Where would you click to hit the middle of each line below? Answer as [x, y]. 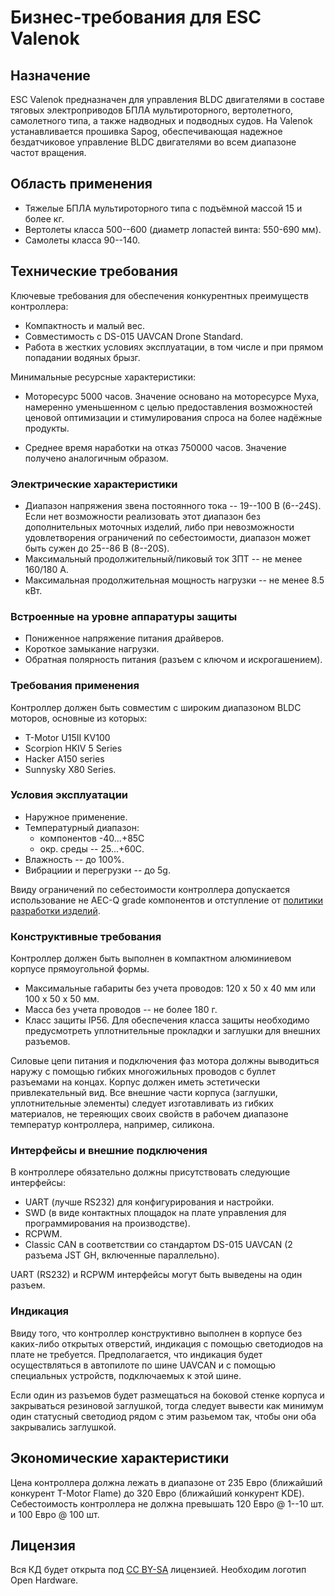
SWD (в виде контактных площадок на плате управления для [155, 1213]
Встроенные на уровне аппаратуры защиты [124, 616]
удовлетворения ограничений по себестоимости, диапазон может [167, 537]
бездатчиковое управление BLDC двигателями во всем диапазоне [153, 142]
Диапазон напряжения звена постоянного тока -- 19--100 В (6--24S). [173, 505]
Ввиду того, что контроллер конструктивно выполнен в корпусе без [156, 1333]
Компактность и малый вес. [84, 325]
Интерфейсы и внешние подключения [109, 1151]
